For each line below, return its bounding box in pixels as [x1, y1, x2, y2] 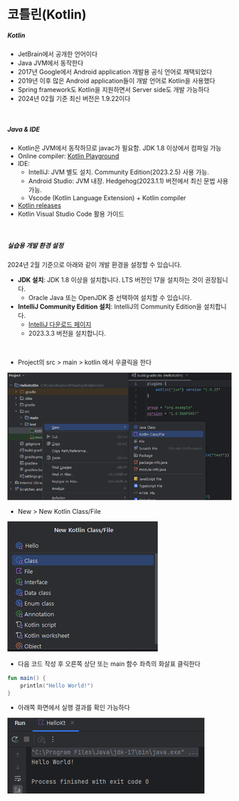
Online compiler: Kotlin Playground [17, 152, 119, 160]
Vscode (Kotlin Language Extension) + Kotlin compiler [28, 194, 186, 202]
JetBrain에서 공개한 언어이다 [17, 50, 98, 58]
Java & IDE [7, 125, 41, 133]
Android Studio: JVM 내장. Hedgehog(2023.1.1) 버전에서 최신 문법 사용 [28, 177, 229, 185]
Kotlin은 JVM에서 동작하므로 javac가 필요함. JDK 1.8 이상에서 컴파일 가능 [17, 144, 222, 153]
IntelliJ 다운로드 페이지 [28, 320, 92, 329]
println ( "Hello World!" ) [20, 682, 94, 689]
